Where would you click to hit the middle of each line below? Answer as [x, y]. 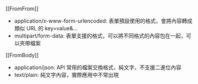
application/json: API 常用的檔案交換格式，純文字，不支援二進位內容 [98, 67]
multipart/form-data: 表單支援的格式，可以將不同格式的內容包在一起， [100, 36]
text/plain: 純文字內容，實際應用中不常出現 [66, 75]
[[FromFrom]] [22, 9]
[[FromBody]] [22, 55]
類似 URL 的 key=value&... [46, 28]
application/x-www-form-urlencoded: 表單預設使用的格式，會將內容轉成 [103, 21]
